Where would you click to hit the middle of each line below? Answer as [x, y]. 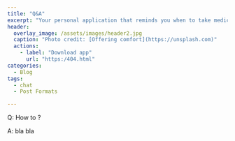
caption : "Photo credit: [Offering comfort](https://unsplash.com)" [115, 40]
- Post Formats [36, 91]
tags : [15, 79]
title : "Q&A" [26, 14]
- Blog [23, 72]
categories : [24, 66]
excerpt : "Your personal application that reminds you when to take [109, 20]
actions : [26, 46]
